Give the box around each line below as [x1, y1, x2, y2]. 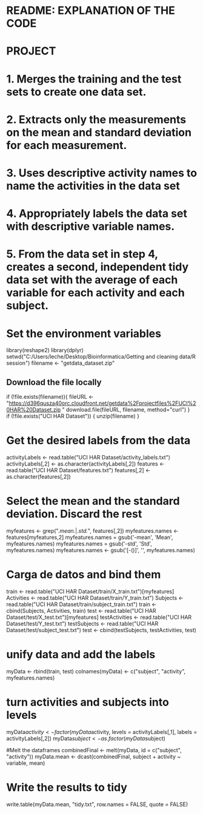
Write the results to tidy [6, 780, 127, 794]
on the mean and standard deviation [6, 125, 192, 139]
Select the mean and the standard [6, 495, 180, 508]
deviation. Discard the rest [6, 507, 142, 521]
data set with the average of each [6, 273, 178, 287]
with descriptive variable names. [6, 219, 175, 233]
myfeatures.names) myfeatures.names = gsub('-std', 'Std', [6, 540, 153, 547]
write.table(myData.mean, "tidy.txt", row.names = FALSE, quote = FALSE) [6, 801, 188, 808]
